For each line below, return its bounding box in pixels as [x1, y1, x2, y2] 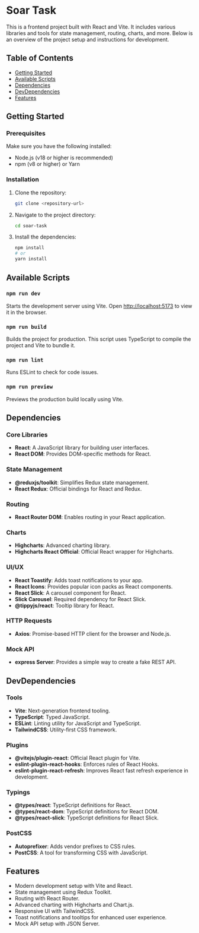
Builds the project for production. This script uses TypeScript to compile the [6, 335, 191, 343]
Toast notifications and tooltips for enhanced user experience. [14, 913, 167, 921]
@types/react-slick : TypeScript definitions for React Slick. [14, 814, 159, 821]
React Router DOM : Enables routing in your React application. [14, 513, 166, 520]
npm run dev [6, 290, 41, 297]
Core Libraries [6, 431, 49, 439]
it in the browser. [6, 309, 47, 316]
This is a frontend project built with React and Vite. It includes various [6, 23, 176, 30]
